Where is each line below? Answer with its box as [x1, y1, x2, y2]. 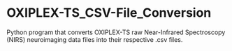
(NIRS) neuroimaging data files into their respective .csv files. [6, 35, 183, 43]
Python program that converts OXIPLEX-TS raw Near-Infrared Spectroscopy [6, 28, 226, 36]
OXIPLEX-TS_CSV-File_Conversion [6, 5, 212, 21]
